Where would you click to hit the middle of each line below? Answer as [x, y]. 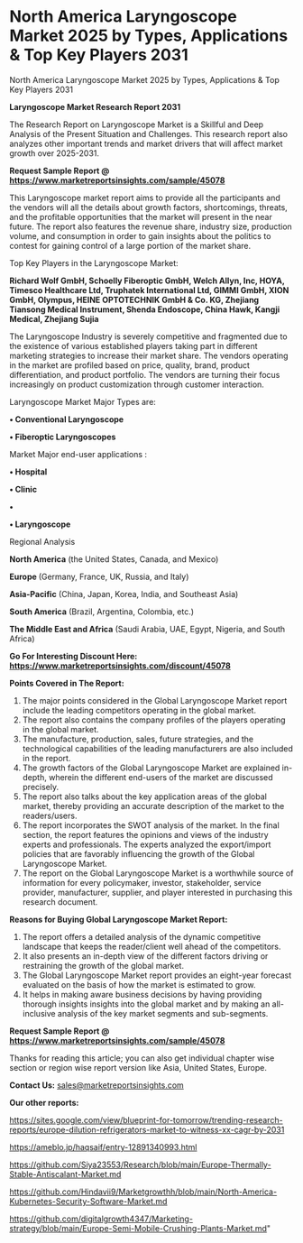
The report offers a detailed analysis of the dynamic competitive [142, 936]
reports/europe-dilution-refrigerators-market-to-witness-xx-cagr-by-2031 [147, 1129]
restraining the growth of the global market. [103, 965]
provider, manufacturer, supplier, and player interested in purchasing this [157, 892]
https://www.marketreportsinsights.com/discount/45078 [120, 666]
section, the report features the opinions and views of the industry [145, 834]
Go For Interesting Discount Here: [73, 656]
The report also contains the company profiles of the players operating [154, 720]
